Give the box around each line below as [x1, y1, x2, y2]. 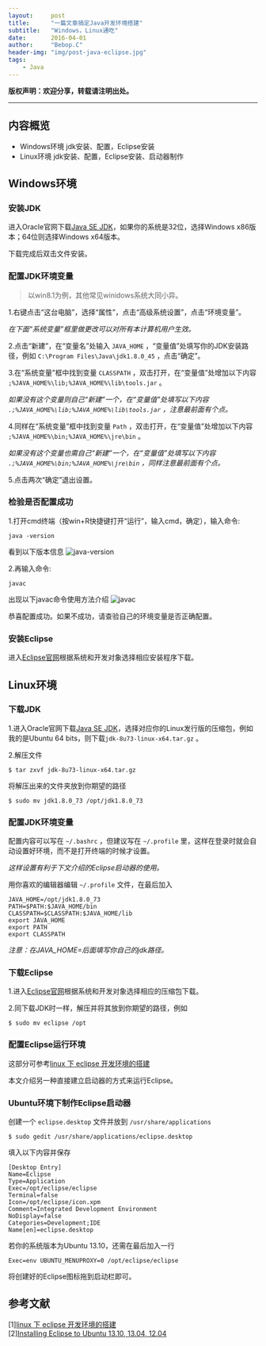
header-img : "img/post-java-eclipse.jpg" [8, 48, 147, 56]
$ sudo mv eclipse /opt [8, 1019, 87, 1028]
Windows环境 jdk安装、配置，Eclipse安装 [19, 141, 155, 151]
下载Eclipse [8, 967, 54, 979]
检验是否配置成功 [8, 497, 74, 508]
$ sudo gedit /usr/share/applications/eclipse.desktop [8, 1133, 193, 1141]
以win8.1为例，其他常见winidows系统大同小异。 [27, 290, 183, 300]
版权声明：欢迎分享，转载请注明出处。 [8, 86, 133, 95]
